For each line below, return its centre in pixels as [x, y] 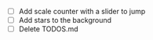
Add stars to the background [65, 20]
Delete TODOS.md [49, 29]
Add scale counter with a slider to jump [82, 11]
